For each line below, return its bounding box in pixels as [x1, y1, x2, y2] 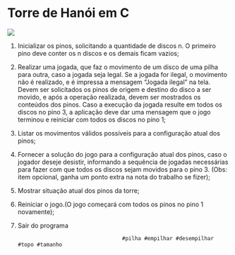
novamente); [17, 207, 55, 216]
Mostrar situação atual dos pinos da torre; [17, 186, 140, 195]
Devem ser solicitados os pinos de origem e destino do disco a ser [17, 85, 212, 93]
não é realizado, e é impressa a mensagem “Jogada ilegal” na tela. [17, 78, 210, 86]
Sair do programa [17, 221, 68, 230]
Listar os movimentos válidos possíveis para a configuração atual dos [17, 129, 221, 137]
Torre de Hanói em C [7, 5, 129, 21]
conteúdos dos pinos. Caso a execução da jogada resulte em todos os [17, 100, 222, 109]
